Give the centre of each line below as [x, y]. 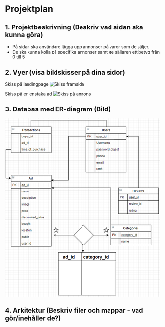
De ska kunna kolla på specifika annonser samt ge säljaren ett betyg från [86, 52]
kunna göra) [24, 35]
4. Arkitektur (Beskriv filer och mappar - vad [74, 310]
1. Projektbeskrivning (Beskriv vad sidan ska [74, 27]
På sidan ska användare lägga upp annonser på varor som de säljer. [81, 47]
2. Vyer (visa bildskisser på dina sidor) [65, 72]
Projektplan [29, 9]
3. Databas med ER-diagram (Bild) [58, 109]
